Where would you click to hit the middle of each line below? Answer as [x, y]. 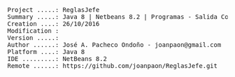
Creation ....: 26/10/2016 [54, 24]
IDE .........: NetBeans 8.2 [57, 59]
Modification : [33, 31]
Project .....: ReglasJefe [54, 10]
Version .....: [33, 38]
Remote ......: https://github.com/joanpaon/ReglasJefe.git [113, 66]
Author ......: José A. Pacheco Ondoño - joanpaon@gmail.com [114, 45]
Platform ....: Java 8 [46, 52]
